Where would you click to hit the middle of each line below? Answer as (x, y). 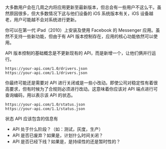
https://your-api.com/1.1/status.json (45, 109)
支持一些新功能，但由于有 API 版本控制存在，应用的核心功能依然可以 (83, 36)
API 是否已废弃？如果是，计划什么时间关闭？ (58, 135)
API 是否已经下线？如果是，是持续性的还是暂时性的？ (66, 142)
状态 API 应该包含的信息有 (32, 119)
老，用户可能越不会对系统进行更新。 (42, 20)
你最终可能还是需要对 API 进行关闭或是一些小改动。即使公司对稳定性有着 (79, 83)
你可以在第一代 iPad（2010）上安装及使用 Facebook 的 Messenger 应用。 (81, 30)
